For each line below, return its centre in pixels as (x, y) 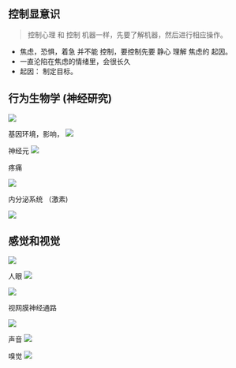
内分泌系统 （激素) (38, 199)
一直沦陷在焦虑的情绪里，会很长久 (75, 61)
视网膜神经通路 (32, 308)
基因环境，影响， (36, 133)
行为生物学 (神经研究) (60, 98)
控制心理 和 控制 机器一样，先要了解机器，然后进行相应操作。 (127, 35)
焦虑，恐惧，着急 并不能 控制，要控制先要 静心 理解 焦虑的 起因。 (126, 51)
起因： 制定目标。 (48, 71)
